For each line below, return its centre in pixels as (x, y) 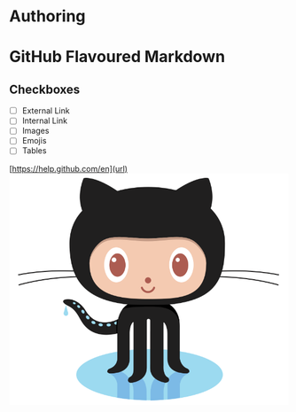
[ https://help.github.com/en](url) (69, 168)
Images (35, 131)
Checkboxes (45, 89)
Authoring (47, 16)
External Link (46, 111)
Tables (34, 151)
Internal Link (45, 120)
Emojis (34, 141)
